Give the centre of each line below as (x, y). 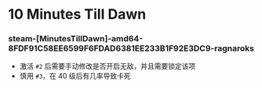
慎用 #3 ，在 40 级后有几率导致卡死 (75, 76)
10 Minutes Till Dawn (77, 14)
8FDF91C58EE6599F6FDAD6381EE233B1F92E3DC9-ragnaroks (131, 48)
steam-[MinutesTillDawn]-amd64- (76, 39)
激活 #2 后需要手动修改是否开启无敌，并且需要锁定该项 (107, 66)
